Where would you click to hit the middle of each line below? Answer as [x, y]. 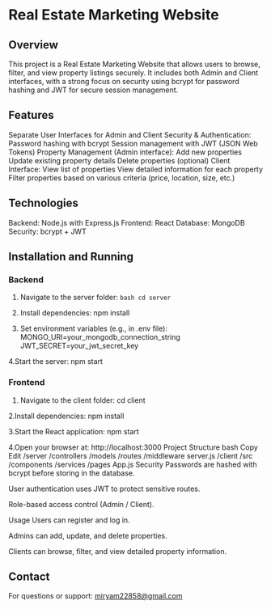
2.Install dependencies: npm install [66, 416]
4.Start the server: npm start [56, 362]
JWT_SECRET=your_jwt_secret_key [79, 346]
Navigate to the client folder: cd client [83, 400]
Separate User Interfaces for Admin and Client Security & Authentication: [130, 134]
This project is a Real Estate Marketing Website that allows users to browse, [135, 64]
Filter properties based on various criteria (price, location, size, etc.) [122, 178]
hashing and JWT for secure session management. [93, 90]
